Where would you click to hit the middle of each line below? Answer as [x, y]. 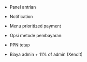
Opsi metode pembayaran [36, 35]
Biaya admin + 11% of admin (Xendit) [46, 54]
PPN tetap [20, 45]
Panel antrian [23, 7]
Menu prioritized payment [35, 26]
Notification [21, 16]
